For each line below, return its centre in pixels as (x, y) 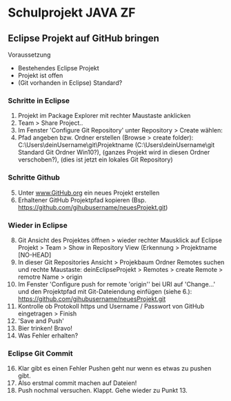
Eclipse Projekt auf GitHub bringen (83, 38)
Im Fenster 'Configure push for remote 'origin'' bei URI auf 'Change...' (117, 284)
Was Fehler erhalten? (48, 335)
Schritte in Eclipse (39, 100)
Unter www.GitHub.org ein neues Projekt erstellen (89, 193)
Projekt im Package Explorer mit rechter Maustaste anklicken (104, 116)
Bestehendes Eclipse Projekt (58, 68)
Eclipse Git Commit (40, 353)
